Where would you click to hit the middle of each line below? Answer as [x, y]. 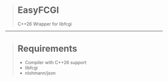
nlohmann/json [40, 73]
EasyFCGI [38, 10]
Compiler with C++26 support [55, 62]
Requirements [47, 49]
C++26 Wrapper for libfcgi [44, 24]
